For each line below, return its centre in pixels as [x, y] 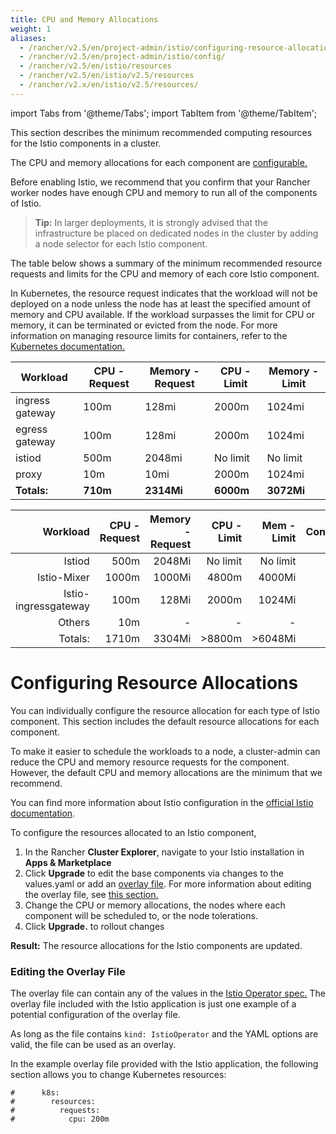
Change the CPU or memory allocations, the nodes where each [155, 905]
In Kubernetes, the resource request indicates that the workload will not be [164, 293]
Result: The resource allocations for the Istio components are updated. [156, 945]
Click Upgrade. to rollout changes [94, 926]
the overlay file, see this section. [91, 894]
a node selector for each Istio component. [121, 243]
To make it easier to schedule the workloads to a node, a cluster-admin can [165, 751]
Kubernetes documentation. [67, 346]
